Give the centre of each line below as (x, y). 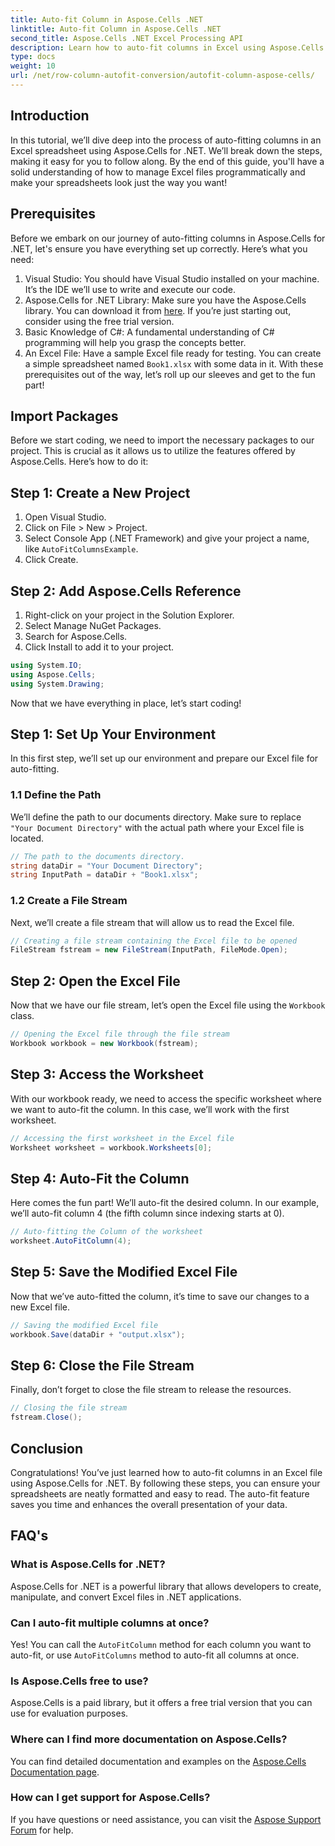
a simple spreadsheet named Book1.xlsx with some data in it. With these (174, 363)
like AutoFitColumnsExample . (81, 549)
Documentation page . (55, 1772)
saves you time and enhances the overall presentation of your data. (149, 1504)
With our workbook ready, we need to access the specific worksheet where (166, 1098)
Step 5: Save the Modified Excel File (124, 1272)
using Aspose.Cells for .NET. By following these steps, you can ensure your (165, 1483)
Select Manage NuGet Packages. (93, 625)
